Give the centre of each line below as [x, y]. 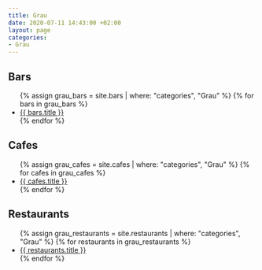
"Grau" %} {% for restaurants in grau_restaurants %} [105, 242]
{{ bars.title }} [42, 112]
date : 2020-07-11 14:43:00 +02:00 [65, 23]
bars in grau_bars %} [54, 104]
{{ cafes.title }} [43, 181]
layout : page [30, 30]
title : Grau [28, 15]
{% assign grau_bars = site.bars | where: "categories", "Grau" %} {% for [137, 95]
